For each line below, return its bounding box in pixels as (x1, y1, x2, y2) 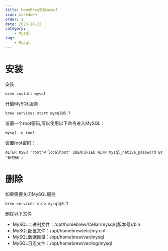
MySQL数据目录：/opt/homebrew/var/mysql (12, 234, 104, 240)
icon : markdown (5, 12, 37, 17)
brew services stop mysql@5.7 (5, 201, 69, 206)
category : (5, 26, 26, 31)
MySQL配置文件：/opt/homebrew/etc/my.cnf (12, 227, 106, 233)
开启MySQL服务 (5, 100, 39, 106)
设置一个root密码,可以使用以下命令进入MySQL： (5, 120, 105, 126)
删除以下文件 (5, 210, 32, 217)
